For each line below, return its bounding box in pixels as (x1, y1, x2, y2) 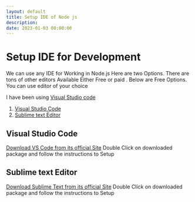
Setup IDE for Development (6, 51, 141, 64)
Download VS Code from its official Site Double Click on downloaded (6, 144, 173, 151)
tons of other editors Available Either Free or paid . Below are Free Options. (6, 76, 187, 83)
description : (6, 19, 38, 25)
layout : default (6, 8, 46, 15)
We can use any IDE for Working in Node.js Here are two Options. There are (6, 70, 190, 77)
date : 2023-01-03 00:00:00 (6, 25, 72, 31)
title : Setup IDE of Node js (6, 14, 78, 20)
